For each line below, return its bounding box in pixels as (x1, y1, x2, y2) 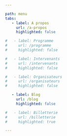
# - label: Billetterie (5, 110, 58, 115)
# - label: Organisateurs (5, 74, 63, 79)
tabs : (5, 16, 16, 21)
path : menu (5, 11, 27, 16)
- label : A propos (11, 21, 49, 25)
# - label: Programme (5, 39, 54, 44)
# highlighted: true (5, 119, 56, 124)
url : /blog (16, 97, 38, 102)
